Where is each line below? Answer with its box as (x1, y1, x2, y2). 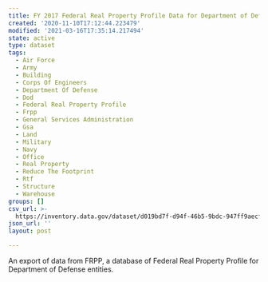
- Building (15, 71, 52, 79)
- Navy (15, 145, 37, 153)
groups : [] (8, 197, 45, 205)
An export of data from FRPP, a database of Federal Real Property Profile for (8, 256, 259, 265)
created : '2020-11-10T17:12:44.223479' (8, 19, 141, 27)
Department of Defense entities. (8, 264, 114, 274)
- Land (15, 130, 37, 138)
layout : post (8, 227, 52, 236)
